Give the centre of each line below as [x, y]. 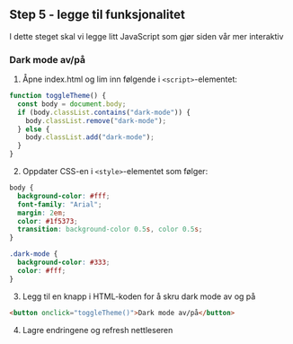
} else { [34, 129]
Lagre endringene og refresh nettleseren [98, 330]
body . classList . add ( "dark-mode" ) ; [90, 137]
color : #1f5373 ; [48, 221]
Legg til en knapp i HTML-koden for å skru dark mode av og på [139, 296]
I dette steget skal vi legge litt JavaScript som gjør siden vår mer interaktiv [146, 36]
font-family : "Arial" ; [60, 204]
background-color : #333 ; [64, 263]
